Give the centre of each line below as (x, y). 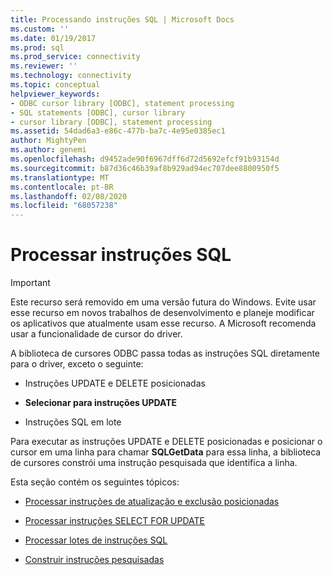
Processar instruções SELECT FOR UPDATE (114, 521)
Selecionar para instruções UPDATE (101, 403)
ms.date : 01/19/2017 (53, 38)
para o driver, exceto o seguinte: (77, 364)
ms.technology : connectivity (71, 76)
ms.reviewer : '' (44, 66)
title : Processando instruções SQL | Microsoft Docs (122, 19)
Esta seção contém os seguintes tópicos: (95, 482)
